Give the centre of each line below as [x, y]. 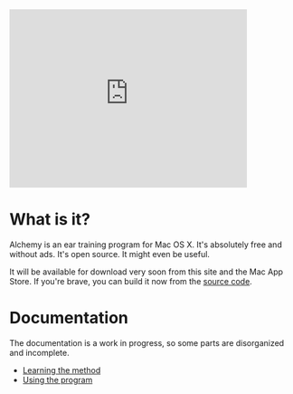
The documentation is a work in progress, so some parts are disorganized [147, 342]
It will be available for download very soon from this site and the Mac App [146, 272]
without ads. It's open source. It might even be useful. [110, 254]
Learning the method [61, 370]
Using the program [57, 380]
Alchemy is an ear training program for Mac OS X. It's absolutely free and [146, 245]
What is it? [50, 220]
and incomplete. [39, 352]
